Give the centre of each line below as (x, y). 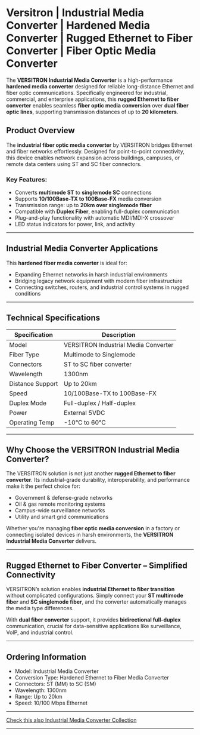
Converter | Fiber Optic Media (81, 51)
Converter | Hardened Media (78, 25)
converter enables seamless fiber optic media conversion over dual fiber (97, 105)
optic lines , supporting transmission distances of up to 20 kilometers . (92, 112)
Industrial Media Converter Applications (82, 249)
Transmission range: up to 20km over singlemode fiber (83, 205)
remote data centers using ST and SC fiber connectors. (74, 164)
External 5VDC (84, 413)
